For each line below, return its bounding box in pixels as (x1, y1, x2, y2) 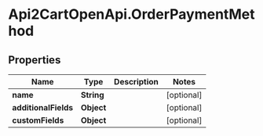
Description (113, 77, 159, 87)
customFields (12, 115, 64, 126)
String (81, 90, 104, 100)
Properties (8, 53, 61, 66)
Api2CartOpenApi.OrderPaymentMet (8, 5, 255, 23)
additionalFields (12, 102, 74, 113)
